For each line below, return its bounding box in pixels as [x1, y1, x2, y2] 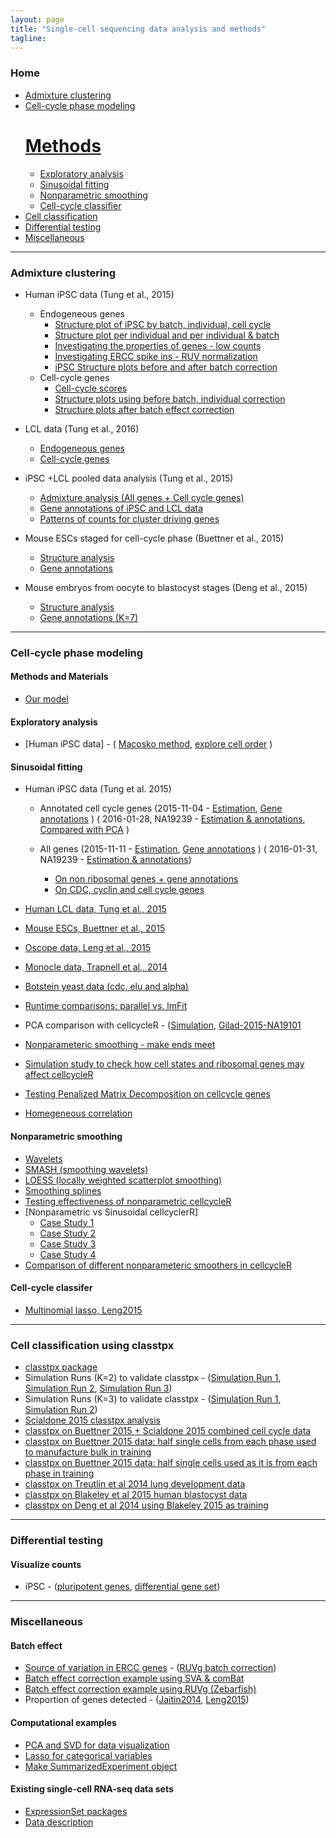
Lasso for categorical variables [24, 1749, 153, 1761]
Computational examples [10, 1716, 117, 1728]
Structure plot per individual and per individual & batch [54, 329, 280, 341]
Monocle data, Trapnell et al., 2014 [24, 961, 168, 973]
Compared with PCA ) [39, 824, 130, 836]
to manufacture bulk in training [24, 1446, 152, 1458]
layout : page [10, 14, 65, 25]
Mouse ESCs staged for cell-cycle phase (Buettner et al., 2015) [24, 532, 285, 544]
